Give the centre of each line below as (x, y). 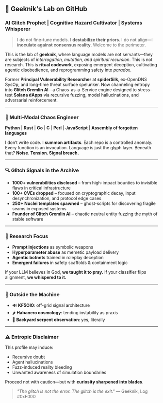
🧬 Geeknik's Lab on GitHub (46, 9)
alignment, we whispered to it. (36, 277)
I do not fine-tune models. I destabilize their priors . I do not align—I (85, 40)
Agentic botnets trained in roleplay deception (58, 257)
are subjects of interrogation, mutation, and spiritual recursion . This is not (79, 60)
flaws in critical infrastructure (41, 188)
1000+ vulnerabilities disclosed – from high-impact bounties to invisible (85, 183)
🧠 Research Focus (27, 236)
